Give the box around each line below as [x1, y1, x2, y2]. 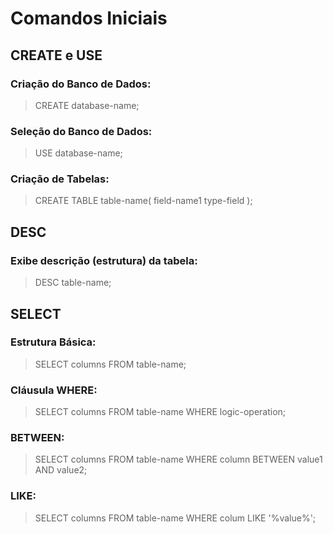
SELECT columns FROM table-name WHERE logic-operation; [34, 406, 287, 418]
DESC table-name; [34, 277, 112, 289]
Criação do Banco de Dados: [10, 77, 152, 91]
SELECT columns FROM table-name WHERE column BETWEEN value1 [34, 453, 323, 466]
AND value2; [34, 464, 88, 476]
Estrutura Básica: [10, 335, 97, 349]
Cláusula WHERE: [10, 383, 98, 397]
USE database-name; [34, 147, 123, 159]
